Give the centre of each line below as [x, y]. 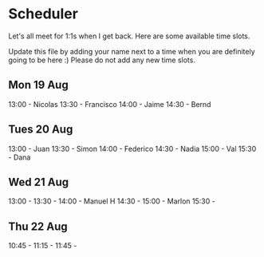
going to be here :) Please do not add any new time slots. [102, 60]
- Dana [20, 157]
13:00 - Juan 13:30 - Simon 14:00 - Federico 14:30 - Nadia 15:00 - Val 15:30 [132, 148]
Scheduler [43, 14]
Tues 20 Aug [41, 130]
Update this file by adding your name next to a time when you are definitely [132, 51]
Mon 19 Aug [39, 85]
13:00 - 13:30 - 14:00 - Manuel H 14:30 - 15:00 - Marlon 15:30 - [112, 201]
